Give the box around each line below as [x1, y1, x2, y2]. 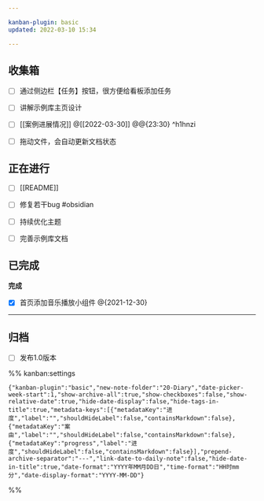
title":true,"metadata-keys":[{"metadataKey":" [8, 406, 167, 414]
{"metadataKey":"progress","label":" [8, 440, 132, 447]
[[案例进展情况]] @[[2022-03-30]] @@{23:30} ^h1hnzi [19, 120, 196, 129]
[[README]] [19, 183, 59, 193]
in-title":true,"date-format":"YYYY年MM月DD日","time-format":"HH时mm [8, 463, 240, 471]
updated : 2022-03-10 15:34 [8, 25, 97, 34]
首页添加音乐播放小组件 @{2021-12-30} [19, 298, 148, 307]
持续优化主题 [19, 217, 61, 226]
